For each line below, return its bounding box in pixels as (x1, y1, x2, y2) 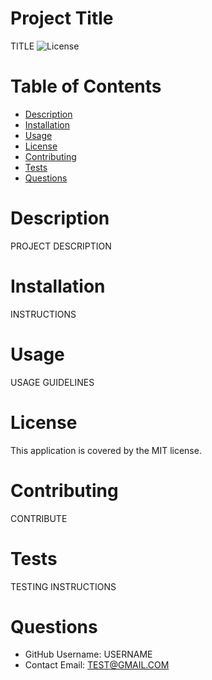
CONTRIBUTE (10, 512, 68, 524)
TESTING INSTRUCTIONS (10, 580, 117, 592)
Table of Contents (10, 75, 162, 98)
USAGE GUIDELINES (10, 376, 95, 388)
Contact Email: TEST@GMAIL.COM (24, 659, 170, 671)
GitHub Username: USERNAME (24, 648, 153, 661)
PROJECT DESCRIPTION (10, 240, 112, 252)
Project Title (10, 7, 114, 30)
